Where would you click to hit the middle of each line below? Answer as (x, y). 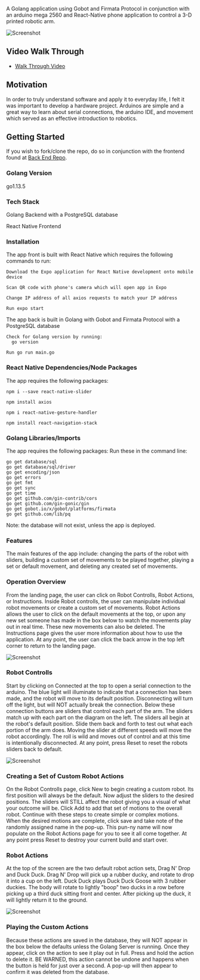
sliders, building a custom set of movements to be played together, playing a (100, 560)
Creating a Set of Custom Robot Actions (65, 776)
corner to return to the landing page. (51, 646)
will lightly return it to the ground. (47, 900)
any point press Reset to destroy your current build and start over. (87, 840)
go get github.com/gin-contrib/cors (52, 498)
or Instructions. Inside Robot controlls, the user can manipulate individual (96, 601)
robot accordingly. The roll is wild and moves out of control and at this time (98, 736)
